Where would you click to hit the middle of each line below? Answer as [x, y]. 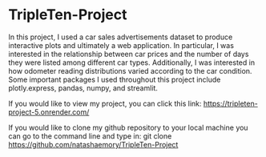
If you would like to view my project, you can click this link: [105, 103]
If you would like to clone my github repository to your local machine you [128, 127]
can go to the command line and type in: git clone [90, 136]
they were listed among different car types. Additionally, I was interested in [131, 62]
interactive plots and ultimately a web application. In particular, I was [121, 45]
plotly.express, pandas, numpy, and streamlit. [83, 88]
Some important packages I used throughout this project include [115, 79]
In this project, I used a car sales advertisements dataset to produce [121, 37]
